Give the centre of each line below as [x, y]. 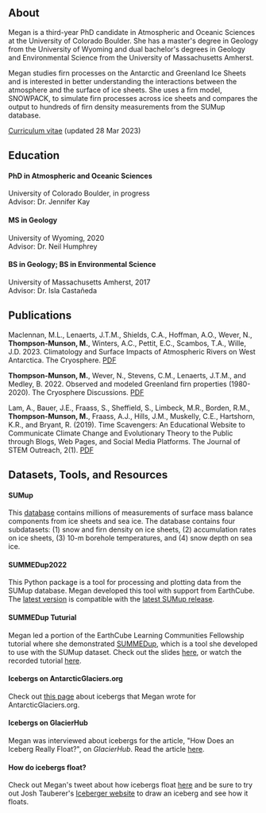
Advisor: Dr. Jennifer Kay [49, 202]
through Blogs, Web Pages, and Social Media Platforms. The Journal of [124, 441]
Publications [40, 316]
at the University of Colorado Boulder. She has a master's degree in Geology [133, 41]
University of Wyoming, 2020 [56, 238]
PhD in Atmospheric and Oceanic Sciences [80, 176]
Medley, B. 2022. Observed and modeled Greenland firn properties [118, 384]
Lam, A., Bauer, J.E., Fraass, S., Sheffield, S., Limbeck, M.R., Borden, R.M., [129, 408]
